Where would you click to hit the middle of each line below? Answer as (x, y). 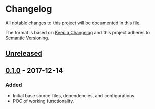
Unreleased (24, 53)
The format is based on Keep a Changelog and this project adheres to (78, 32)
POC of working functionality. (43, 101)
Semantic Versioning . (27, 38)
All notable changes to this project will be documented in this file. (73, 23)
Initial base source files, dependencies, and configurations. (74, 96)
